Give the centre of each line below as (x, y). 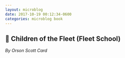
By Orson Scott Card (26, 51)
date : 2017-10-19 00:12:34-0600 (38, 14)
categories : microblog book (34, 19)
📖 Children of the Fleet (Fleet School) (63, 39)
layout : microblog (24, 10)
